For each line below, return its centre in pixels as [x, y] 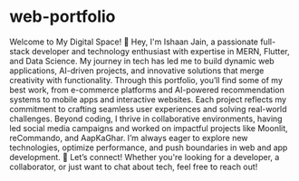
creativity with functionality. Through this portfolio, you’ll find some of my [146, 80]
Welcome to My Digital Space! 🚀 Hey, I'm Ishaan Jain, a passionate [134, 42]
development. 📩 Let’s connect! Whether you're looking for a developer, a [145, 157]
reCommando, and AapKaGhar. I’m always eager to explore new [129, 138]
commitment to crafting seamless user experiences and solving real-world [148, 109]
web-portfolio [63, 17]
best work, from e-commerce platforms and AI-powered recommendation [147, 90]
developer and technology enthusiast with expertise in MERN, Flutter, [160, 51]
